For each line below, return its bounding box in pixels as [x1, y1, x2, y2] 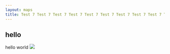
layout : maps [5, 7, 33, 12]
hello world [5, 44, 29, 50]
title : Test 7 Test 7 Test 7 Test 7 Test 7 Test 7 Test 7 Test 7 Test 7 [5, 12, 162, 17]
